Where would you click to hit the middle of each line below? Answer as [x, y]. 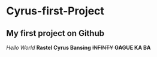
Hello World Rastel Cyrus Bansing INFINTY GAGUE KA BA [78, 47]
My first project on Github [55, 33]
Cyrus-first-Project [55, 11]
